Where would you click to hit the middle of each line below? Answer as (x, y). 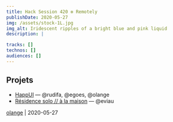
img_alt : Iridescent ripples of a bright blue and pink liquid (87, 28)
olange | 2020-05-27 (32, 112)
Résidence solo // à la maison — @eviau (64, 101)
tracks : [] (20, 45)
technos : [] (21, 51)
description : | (25, 34)
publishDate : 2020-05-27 (37, 17)
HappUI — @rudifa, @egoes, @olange (62, 94)
